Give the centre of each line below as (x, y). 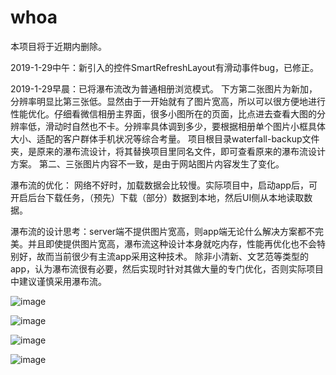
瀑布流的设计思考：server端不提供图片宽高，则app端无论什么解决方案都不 (163, 231)
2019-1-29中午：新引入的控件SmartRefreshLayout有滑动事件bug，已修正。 (165, 67)
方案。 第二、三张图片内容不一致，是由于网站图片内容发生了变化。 (147, 163)
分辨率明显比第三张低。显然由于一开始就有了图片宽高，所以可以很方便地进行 (168, 101)
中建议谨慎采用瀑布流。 (58, 281)
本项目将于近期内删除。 (58, 46)
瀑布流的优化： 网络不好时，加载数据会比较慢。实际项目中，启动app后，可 (164, 185)
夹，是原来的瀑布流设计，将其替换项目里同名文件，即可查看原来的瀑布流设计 (168, 151)
